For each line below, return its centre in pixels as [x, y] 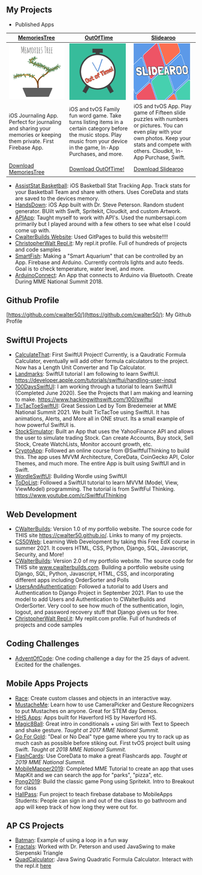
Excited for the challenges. [48, 664]
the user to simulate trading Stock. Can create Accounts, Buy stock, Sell [104, 438]
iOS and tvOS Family [94, 109]
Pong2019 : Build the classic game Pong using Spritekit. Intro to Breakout [104, 781]
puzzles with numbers [161, 119]
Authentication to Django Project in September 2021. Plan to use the [99, 593]
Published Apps [34, 24]
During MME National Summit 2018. [59, 281]
